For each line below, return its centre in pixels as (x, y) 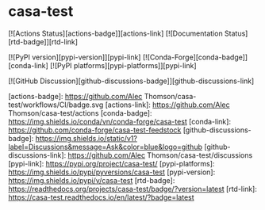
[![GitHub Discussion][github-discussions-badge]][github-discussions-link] (131, 81)
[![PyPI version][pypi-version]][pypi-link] (75, 57)
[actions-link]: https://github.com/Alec (167, 105)
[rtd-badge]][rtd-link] (43, 41)
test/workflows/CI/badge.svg (56, 105)
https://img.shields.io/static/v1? (86, 138)
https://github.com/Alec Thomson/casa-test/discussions (160, 155)
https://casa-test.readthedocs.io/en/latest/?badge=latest (101, 197)
